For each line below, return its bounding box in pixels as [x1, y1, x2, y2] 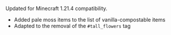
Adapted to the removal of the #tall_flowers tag [13, 23, 131, 29]
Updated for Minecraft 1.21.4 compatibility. [5, 5, 107, 12]
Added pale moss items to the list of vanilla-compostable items [13, 16, 166, 23]
